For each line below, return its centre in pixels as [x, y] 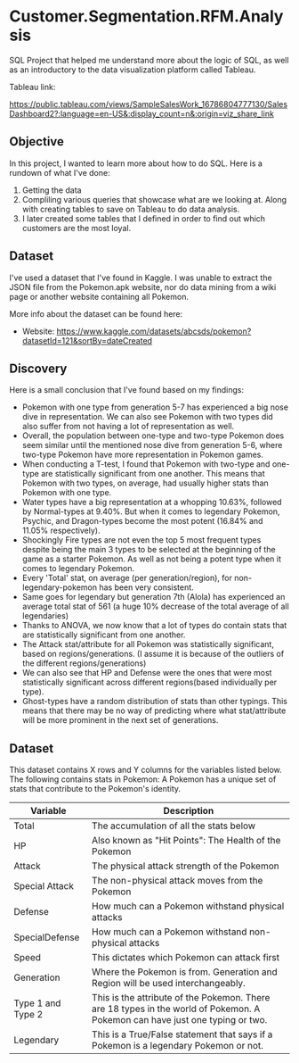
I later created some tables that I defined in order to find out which [143, 218]
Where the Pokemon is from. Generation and [185, 972]
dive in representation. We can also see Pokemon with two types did [147, 417]
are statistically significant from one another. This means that [153, 474]
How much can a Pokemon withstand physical [188, 906]
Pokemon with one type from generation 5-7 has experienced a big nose [155, 407]
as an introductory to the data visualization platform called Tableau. [133, 70]
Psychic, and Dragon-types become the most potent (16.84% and [142, 521]
